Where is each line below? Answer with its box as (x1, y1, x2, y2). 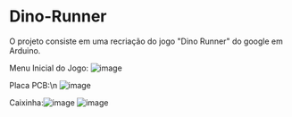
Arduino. (9, 45, 41, 55)
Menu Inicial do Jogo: (9, 63, 89, 73)
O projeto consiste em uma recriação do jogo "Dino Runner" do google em (9, 36, 283, 46)
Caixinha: (9, 96, 44, 108)
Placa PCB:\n (9, 79, 58, 90)
